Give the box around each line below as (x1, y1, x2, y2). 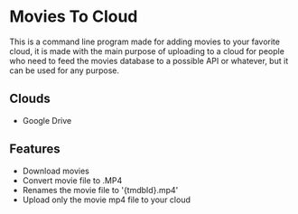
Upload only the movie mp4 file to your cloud (22, 194, 191, 205)
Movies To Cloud (9, 6, 138, 27)
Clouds (9, 91, 51, 107)
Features (9, 142, 61, 157)
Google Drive (22, 115, 72, 126)
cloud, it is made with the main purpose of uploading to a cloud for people (9, 45, 284, 56)
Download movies (22, 165, 90, 176)
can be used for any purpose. (9, 65, 120, 76)
